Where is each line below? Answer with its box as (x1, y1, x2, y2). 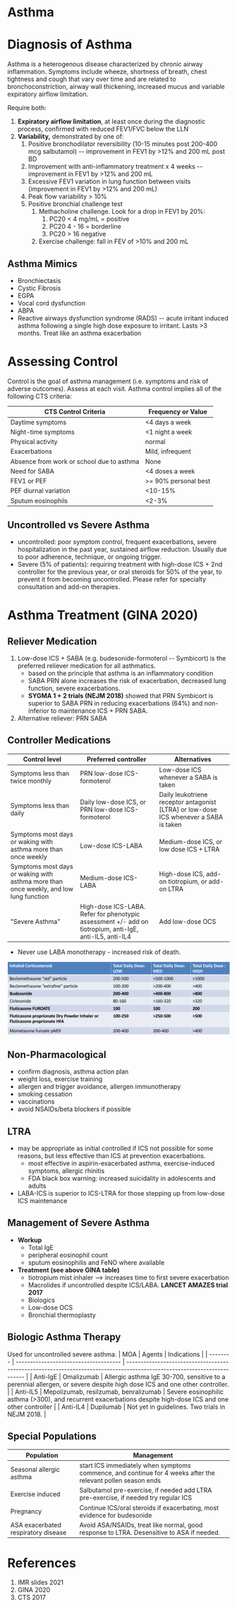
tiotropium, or (168, 877, 207, 886)
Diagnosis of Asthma (7, 37, 133, 53)
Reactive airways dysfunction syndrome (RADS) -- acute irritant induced (17, 313, 229, 322)
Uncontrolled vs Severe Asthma (7, 519, 150, 531)
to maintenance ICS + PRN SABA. (50, 706, 148, 715)
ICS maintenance (17, 1197, 68, 1205)
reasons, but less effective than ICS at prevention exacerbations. (17, 1152, 206, 1160)
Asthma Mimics (7, 258, 78, 270)
